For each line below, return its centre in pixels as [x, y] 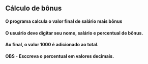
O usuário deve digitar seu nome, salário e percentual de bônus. [74, 33]
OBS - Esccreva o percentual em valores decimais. [60, 56]
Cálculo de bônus [34, 8]
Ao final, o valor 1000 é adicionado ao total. [52, 45]
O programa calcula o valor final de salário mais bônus [64, 21]
